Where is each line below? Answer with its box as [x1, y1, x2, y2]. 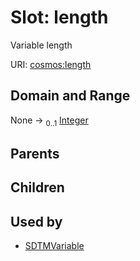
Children [10, 179, 65, 196]
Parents [10, 145, 60, 162]
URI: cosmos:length [10, 58, 92, 70]
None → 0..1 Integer [10, 114, 89, 128]
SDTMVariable [24, 240, 85, 252]
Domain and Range [10, 87, 131, 105]
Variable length [10, 39, 73, 51]
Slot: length [10, 6, 109, 29]
